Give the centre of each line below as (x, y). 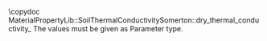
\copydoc (24, 12)
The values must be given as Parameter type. (108, 29)
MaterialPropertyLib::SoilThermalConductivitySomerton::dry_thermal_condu (134, 20)
